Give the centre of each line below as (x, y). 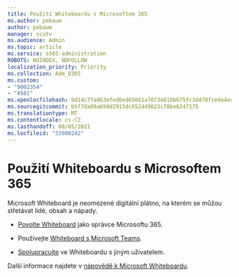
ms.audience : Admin (36, 41)
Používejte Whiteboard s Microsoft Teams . (80, 239)
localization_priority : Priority (57, 67)
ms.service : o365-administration (57, 54)
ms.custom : (23, 80)
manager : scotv (30, 34)
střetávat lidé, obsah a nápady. (53, 211)
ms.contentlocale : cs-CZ (44, 120)
